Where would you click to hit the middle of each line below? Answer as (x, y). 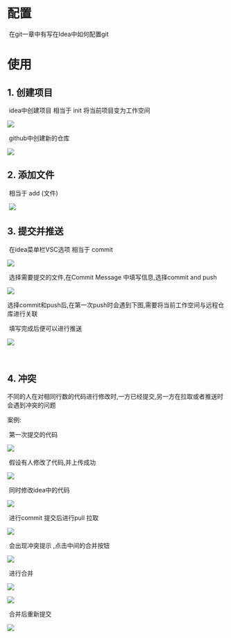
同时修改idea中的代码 (40, 490)
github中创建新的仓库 (39, 138)
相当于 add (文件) (34, 193)
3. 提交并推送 (35, 231)
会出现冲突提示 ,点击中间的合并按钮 (59, 546)
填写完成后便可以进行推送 (45, 328)
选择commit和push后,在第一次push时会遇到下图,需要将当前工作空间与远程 (113, 304)
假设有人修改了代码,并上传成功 (52, 463)
